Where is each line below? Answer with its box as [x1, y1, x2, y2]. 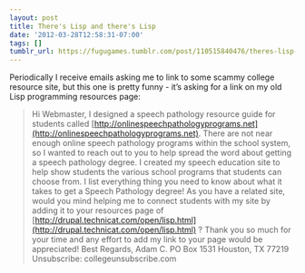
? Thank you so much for [198, 224, 292, 236]
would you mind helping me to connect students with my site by [31, 196, 271, 207]
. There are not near [198, 128, 273, 139]
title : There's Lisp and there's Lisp [9, 22, 156, 31]
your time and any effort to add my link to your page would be [31, 234, 263, 245]
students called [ [31, 119, 95, 130]
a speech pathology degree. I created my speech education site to [31, 157, 280, 168]
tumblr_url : [9, 47, 54, 56]
